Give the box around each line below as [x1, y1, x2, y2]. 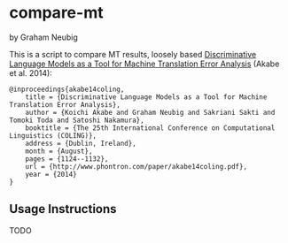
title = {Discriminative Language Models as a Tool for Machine [25, 92, 268, 102]
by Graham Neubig [9, 32, 78, 42]
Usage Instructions [9, 201, 117, 216]
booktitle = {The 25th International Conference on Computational [25, 123, 276, 133]
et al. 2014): [9, 67, 53, 78]
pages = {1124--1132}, [25, 154, 109, 163]
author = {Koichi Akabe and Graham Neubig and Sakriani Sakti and [25, 108, 276, 117]
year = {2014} [25, 170, 77, 178]
